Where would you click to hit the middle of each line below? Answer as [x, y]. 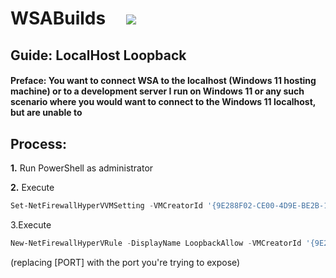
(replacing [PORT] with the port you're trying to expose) [125, 262]
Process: [38, 143]
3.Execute [31, 224]
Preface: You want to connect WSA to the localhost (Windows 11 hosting [163, 81]
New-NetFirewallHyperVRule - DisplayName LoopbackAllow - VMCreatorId [156, 243]
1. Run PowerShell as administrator [82, 168]
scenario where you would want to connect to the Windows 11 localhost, [163, 102]
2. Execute [32, 187]
